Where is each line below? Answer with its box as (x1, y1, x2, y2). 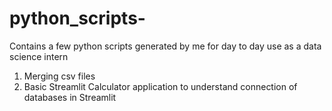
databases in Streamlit (23, 91, 117, 103)
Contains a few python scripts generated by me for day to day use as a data (9, 40, 322, 52)
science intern (9, 50, 69, 62)
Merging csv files (23, 70, 96, 82)
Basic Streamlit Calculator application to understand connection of (23, 80, 298, 92)
